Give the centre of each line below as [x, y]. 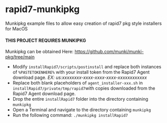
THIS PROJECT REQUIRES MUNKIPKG [46, 40]
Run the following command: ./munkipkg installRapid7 [70, 115]
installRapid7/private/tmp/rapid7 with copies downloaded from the [84, 88]
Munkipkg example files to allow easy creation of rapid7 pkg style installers [83, 23]
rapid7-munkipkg [43, 9]
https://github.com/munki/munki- [109, 52]
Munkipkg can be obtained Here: [39, 52]
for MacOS [16, 28]
